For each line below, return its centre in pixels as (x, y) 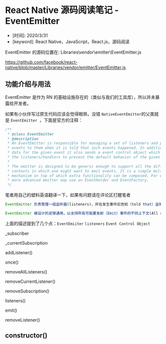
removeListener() (23, 320)
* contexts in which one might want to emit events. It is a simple (79, 171)
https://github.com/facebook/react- (41, 62)
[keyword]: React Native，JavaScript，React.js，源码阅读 (71, 41)
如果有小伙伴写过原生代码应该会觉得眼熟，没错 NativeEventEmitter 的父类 (80, 114)
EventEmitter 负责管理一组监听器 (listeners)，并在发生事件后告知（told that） (80, 205)
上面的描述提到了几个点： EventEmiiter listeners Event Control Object (78, 223)
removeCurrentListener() (30, 281)
